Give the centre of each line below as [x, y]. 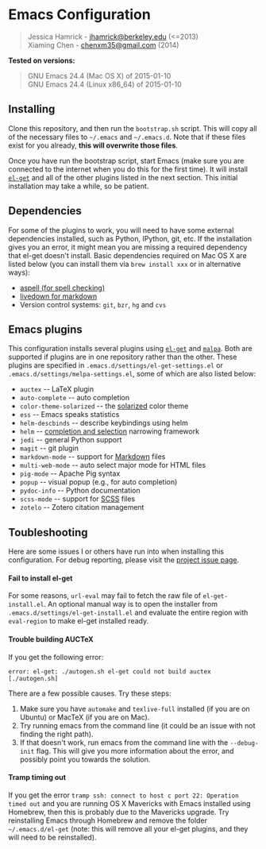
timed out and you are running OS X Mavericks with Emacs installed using [129, 803]
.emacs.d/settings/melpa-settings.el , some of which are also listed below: [132, 374]
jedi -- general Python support [71, 440]
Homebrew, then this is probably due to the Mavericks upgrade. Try [119, 812]
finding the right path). [56, 734]
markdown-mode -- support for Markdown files [93, 457]
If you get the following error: [56, 657]
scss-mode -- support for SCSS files [77, 499]
